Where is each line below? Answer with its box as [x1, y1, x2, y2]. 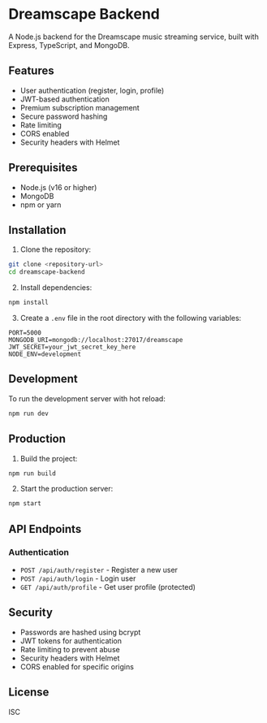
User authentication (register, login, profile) [19, 85, 165, 95]
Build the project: [19, 453, 78, 463]
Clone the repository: [19, 245, 92, 254]
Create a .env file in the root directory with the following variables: [19, 314, 242, 323]
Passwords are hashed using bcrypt [19, 627, 141, 637]
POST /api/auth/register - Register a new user [19, 565, 179, 574]
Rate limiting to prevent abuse [19, 644, 120, 654]
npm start [8, 500, 42, 508]
